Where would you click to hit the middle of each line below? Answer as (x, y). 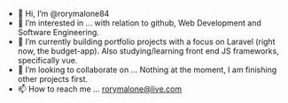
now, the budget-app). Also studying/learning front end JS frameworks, (148, 51)
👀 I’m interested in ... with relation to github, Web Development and (139, 23)
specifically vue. (47, 60)
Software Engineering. (58, 32)
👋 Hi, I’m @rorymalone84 (63, 14)
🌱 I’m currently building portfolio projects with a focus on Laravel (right (146, 41)
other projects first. (53, 79)
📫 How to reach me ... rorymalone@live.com (100, 89)
